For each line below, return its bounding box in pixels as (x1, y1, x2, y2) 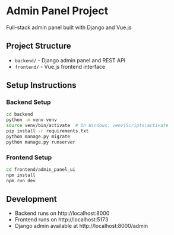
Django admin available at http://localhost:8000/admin (14, 223, 148, 230)
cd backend (6, 112, 33, 117)
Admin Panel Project (6, 4, 109, 18)
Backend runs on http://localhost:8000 (14, 209, 110, 217)
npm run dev (6, 177, 36, 183)
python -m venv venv (6, 117, 58, 123)
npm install (6, 172, 36, 178)
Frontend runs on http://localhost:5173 (14, 216, 109, 223)
